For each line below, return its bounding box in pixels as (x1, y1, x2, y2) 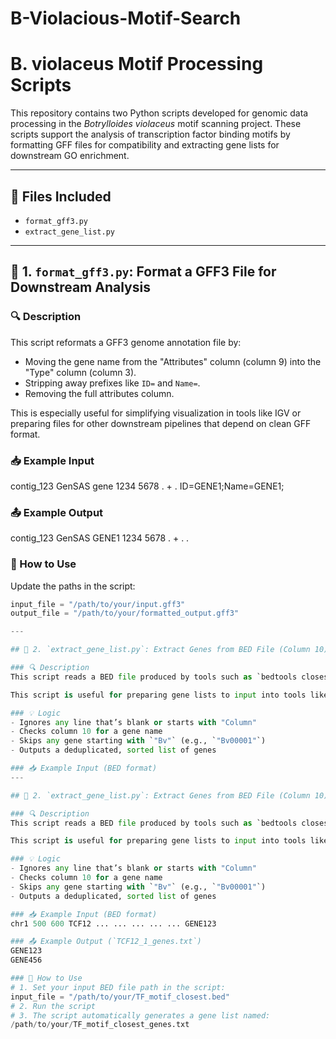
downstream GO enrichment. (10, 150, 130, 162)
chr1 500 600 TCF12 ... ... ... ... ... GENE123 (10, 918, 217, 929)
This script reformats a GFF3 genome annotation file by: (10, 336, 242, 348)
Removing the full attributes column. (24, 387, 175, 399)
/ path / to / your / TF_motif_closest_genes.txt (10, 1020, 190, 1030)
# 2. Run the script (10, 1001, 97, 1011)
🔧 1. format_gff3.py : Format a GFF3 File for (10, 263, 277, 281)
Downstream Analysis (10, 279, 151, 296)
